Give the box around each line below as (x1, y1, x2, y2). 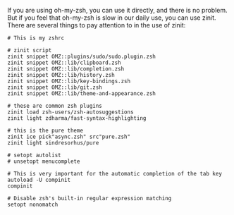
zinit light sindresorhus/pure (7, 140, 99, 147)
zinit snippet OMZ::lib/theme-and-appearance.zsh (7, 90, 156, 97)
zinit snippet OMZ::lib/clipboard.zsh (7, 59, 121, 66)
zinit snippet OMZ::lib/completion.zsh (7, 66, 125, 73)
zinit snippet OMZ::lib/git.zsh (7, 84, 102, 91)
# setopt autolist (7, 152, 61, 159)
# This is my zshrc (7, 35, 65, 42)
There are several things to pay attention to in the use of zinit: (7, 21, 186, 29)
